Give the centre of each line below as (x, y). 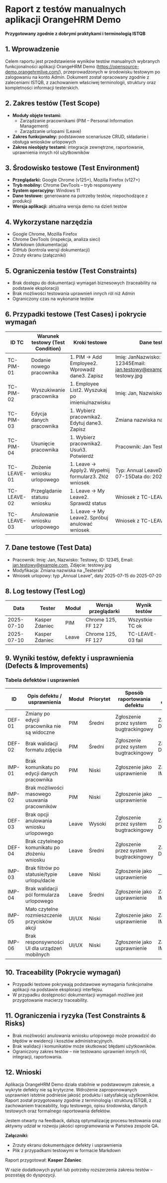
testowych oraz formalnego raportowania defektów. (58, 1111)
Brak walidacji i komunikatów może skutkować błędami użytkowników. (84, 1046)
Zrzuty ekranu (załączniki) (39, 255)
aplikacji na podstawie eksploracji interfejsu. (58, 989)
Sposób (134, 693)
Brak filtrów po (42, 868)
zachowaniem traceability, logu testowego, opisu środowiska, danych (76, 1105)
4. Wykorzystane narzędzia (49, 222)
